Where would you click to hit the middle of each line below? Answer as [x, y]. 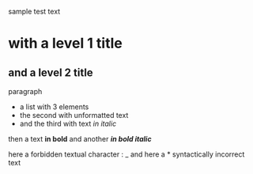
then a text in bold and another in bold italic [80, 139]
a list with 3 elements [54, 107]
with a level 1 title [65, 43]
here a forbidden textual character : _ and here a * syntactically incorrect [126, 154]
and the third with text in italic [68, 123]
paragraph [25, 91]
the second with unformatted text [74, 115]
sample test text [34, 11]
